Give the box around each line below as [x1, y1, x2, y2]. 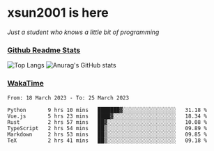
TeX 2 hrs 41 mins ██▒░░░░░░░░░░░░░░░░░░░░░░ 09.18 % [7, 137, 208, 144]
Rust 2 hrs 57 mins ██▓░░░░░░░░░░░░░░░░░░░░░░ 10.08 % [7, 118, 208, 126]
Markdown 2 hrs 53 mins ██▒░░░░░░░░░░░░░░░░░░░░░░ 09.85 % [7, 131, 208, 138]
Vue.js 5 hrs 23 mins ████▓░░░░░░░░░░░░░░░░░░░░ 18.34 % [7, 113, 208, 120]
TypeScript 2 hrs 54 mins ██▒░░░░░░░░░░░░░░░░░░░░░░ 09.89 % [7, 125, 208, 132]
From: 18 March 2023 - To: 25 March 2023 [7, 94, 130, 102]
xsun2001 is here [7, 5, 109, 21]
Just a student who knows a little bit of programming [7, 28, 160, 36]
